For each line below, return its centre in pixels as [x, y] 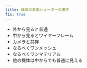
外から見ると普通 [30, 29]
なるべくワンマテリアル [36, 54]
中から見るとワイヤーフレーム [43, 35]
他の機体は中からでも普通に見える [47, 60]
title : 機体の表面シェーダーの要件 [37, 10]
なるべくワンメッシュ [34, 48]
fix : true [15, 14]
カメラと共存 [25, 41]
